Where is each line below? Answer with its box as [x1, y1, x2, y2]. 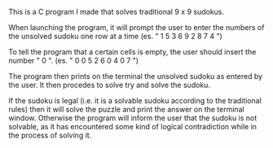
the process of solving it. [8, 130, 92, 140]
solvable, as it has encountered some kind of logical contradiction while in [8, 122, 258, 131]
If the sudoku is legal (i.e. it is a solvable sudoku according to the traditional [8, 96, 262, 105]
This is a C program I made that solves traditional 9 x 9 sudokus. [8, 7, 225, 16]
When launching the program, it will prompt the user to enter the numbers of [8, 23, 265, 32]
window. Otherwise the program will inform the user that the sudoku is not [8, 113, 258, 123]
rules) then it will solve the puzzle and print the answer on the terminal [8, 105, 244, 114]
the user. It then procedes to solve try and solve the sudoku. [8, 81, 210, 89]
